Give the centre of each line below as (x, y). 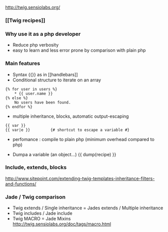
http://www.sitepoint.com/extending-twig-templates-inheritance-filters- (80, 178)
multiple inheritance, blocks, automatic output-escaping (71, 116)
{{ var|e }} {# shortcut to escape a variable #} (67, 130)
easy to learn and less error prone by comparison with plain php (79, 51)
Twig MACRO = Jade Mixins (42, 219)
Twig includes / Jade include (42, 213)
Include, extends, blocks (36, 167)
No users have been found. (43, 102)
